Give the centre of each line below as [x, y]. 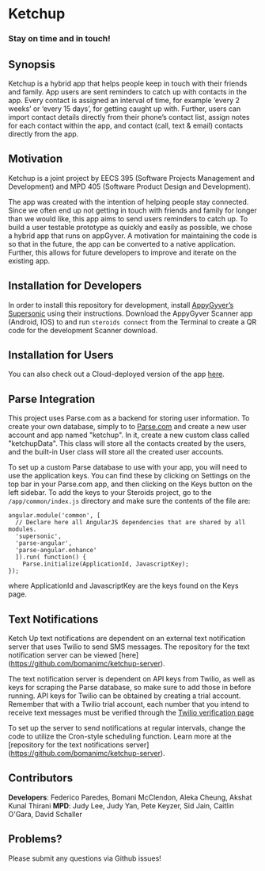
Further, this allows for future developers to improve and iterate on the [123, 252]
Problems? [35, 839]
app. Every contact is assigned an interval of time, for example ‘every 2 [124, 100]
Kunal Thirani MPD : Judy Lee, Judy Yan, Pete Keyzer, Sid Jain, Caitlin [121, 805]
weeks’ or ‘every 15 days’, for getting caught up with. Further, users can [125, 109]
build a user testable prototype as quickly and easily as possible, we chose [130, 227]
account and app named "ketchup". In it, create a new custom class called [129, 435]
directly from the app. [44, 134]
